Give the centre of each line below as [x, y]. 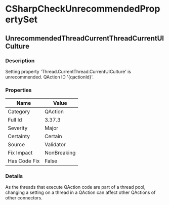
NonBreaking [60, 153]
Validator [55, 145]
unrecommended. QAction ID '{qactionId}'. [50, 77]
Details [14, 176]
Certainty [19, 136]
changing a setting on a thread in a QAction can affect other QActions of [80, 192]
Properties [18, 90]
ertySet [22, 19]
